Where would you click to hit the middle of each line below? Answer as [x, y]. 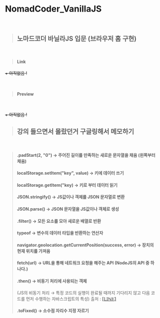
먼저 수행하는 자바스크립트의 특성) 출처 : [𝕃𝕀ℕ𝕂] [71, 299]
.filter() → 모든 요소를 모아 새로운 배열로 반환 [59, 221]
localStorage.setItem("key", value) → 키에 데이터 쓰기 [70, 173]
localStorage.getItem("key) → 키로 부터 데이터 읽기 [67, 185]
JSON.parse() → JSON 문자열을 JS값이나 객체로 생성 [68, 209]
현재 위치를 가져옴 [34, 251]
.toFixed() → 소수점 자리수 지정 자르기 [53, 311]
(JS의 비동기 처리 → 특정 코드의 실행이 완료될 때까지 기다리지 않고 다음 [83, 293]
